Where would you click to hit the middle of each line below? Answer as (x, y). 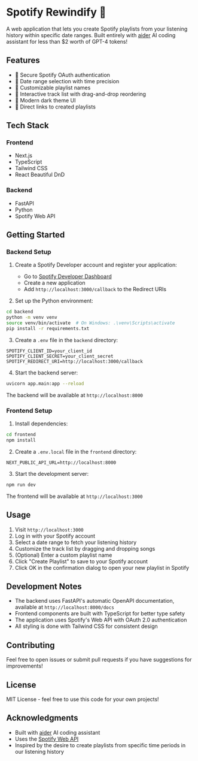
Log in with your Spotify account (55, 536)
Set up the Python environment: (54, 301)
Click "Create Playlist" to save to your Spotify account (81, 561)
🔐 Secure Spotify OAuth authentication (63, 75)
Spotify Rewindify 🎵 (56, 12)
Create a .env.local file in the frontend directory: (76, 451)
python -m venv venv (32, 318)
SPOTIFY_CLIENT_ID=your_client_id (49, 351)
